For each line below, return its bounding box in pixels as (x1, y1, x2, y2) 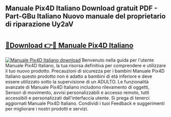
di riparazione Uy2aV (5, 20, 74, 28)
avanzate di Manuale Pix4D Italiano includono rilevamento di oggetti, (5, 84, 150, 90)
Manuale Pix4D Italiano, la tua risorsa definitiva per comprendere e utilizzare (5, 63, 166, 68)
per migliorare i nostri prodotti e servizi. (5, 106, 88, 111)
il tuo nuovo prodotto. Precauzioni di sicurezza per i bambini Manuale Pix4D (5, 68, 165, 74)
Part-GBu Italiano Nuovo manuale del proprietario (5, 12, 166, 21)
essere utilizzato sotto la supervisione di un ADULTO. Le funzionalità (5, 79, 149, 84)
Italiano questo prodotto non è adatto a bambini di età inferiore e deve (5, 73, 152, 79)
